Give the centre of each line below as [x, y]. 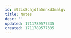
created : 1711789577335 [30, 28]
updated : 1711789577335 [30, 23]
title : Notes [19, 14]
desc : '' [14, 19]
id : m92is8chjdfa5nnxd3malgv [35, 10]
